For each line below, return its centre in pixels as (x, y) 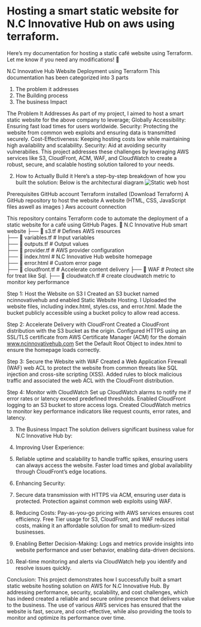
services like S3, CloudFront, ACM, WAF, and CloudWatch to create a (92, 158)
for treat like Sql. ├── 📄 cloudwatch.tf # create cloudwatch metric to (91, 275)
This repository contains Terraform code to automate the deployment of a (98, 218)
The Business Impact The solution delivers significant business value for (105, 429)
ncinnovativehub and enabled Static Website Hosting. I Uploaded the (92, 300)
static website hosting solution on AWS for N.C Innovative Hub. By (88, 586)
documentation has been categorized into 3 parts (68, 77)
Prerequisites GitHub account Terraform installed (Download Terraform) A (98, 194)
